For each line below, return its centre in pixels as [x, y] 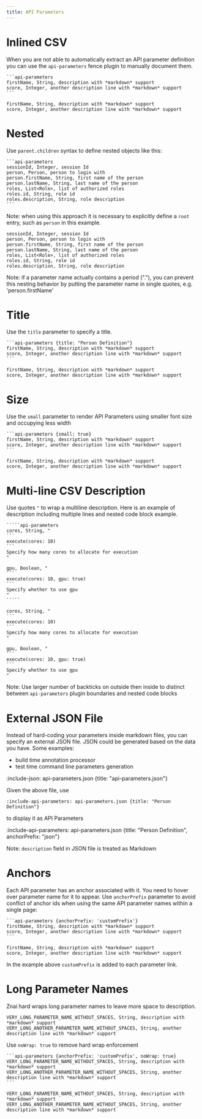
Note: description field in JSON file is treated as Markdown [81, 849]
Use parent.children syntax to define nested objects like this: [84, 150]
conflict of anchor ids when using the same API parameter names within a [99, 903]
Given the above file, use [38, 791]
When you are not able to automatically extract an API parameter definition [100, 59]
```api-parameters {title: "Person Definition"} [69, 343]
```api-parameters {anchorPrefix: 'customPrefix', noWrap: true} [91, 1056]
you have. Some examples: [40, 748]
